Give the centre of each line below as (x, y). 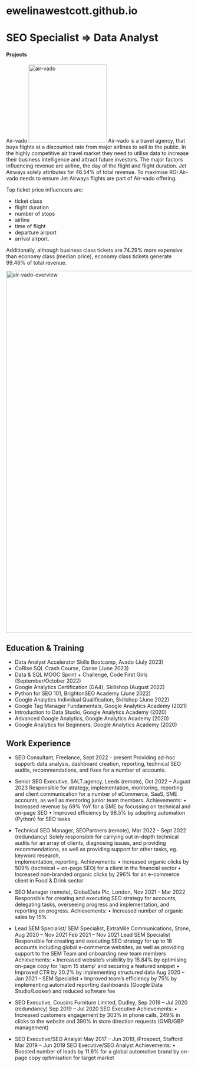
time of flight (30, 226)
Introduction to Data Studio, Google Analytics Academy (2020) (90, 712)
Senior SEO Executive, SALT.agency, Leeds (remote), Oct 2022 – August (102, 782)
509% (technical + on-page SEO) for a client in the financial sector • (98, 868)
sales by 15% (31, 917)
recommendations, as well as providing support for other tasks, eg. (96, 849)
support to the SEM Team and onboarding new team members (90, 954)
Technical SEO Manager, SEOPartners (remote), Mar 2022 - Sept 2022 (100, 831)
